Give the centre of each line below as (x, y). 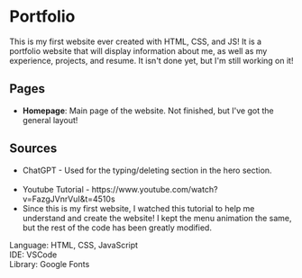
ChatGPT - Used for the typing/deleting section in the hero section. (147, 170)
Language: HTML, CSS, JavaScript (73, 245)
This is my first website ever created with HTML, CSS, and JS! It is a (136, 41)
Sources (33, 149)
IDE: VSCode (33, 255)
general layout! (50, 120)
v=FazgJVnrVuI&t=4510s (69, 199)
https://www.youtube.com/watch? (155, 189)
